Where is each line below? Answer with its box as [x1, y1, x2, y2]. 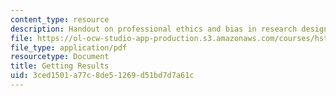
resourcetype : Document [10, 52, 110, 62]
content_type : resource [10, 14, 110, 25]
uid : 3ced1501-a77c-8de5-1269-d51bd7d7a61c [10, 71, 195, 81]
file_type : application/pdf [10, 42, 128, 53]
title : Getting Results [10, 61, 110, 71]
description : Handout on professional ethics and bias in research [10, 24, 298, 34]
